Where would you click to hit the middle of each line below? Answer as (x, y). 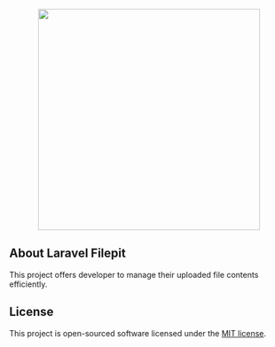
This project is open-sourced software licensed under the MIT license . (138, 333)
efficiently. (28, 284)
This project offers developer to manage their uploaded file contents (134, 274)
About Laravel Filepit (67, 254)
